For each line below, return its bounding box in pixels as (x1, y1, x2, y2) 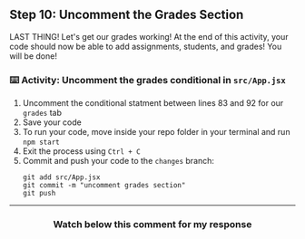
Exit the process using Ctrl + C (22, 146, 141, 157)
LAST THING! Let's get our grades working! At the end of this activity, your (9, 31, 289, 42)
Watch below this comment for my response (53, 218, 252, 231)
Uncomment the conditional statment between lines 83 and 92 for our (22, 98, 284, 109)
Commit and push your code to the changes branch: (22, 156, 215, 167)
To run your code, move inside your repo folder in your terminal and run (22, 127, 290, 138)
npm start (22, 138, 61, 148)
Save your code (22, 117, 82, 128)
